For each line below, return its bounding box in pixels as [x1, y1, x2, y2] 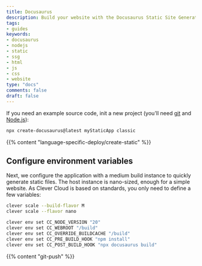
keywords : [6, 31, 31, 37]
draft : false [6, 93, 39, 99]
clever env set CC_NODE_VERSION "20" [6, 220, 101, 226]
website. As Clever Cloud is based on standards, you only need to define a [6, 185, 191, 192]
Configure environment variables [6, 156, 133, 166]
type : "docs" [6, 82, 39, 88]
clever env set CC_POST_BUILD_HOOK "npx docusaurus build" [6, 242, 158, 248]
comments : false [6, 87, 47, 93]
